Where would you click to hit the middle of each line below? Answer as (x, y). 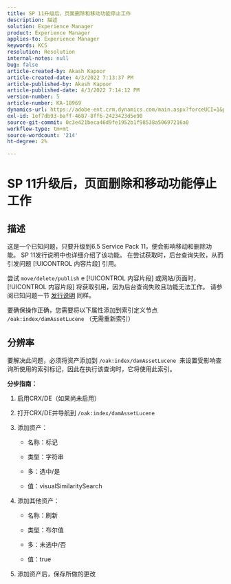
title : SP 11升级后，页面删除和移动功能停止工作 (69, 13)
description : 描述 (32, 20)
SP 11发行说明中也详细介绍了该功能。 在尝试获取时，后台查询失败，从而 (122, 255)
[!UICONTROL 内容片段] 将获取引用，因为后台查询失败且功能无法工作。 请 (112, 287)
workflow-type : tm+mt (38, 129)
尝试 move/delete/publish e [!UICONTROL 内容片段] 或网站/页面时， (103, 278)
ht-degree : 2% (27, 142)
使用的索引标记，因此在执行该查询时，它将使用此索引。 (97, 368)
